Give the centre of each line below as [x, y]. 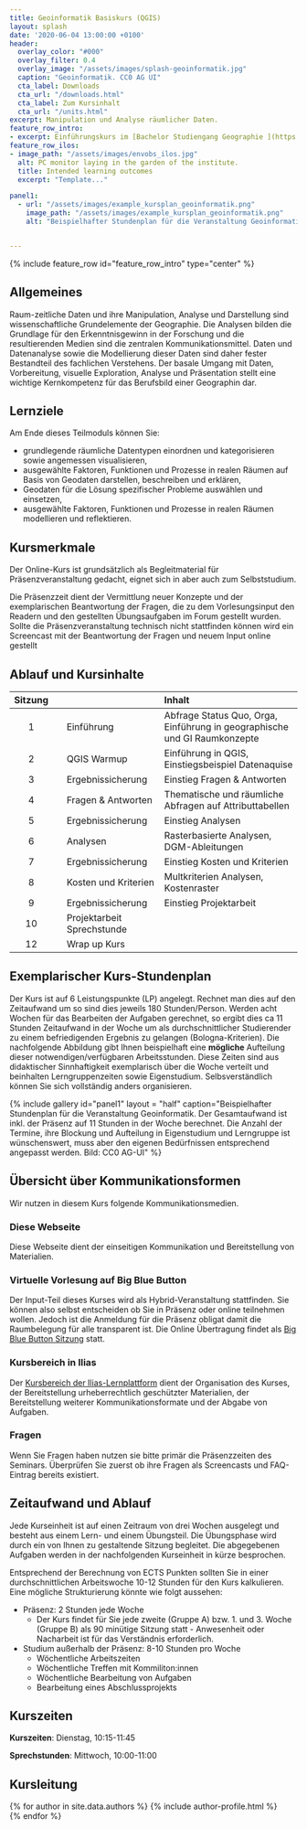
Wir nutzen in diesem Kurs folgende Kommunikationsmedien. [124, 1203]
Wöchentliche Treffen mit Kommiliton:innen [117, 1668]
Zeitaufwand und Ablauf [80, 1504]
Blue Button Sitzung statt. [57, 1339]
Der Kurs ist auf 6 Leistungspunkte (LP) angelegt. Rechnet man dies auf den [153, 999]
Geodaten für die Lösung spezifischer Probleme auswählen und [143, 489]
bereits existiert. [68, 1474]
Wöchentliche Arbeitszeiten [88, 1658]
